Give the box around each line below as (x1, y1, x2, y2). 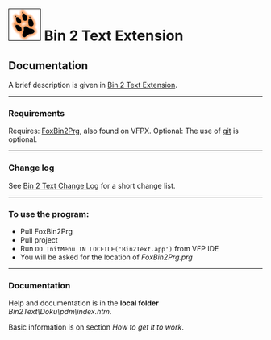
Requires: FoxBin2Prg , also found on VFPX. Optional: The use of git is (8, 126, 240, 136)
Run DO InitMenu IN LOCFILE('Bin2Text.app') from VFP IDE (19, 243, 219, 253)
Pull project (19, 234, 58, 245)
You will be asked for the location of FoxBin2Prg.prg (19, 252, 194, 262)
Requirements (8, 107, 65, 118)
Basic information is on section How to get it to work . (8, 322, 184, 332)
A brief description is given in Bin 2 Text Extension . (8, 81, 177, 89)
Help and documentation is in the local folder (8, 298, 159, 308)
